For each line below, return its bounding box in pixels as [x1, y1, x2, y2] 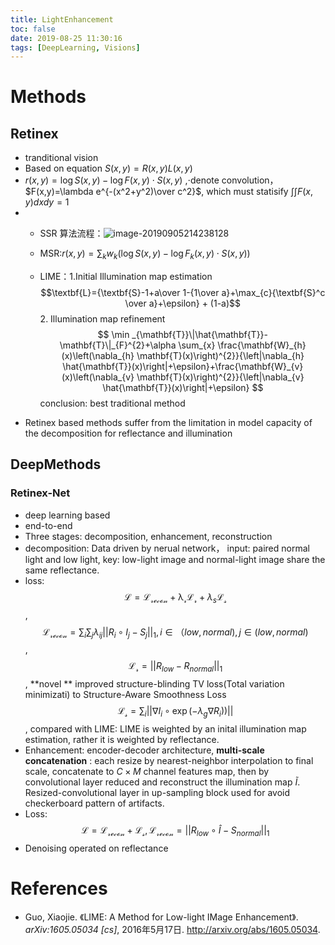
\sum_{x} [178, 339, 216, 351]
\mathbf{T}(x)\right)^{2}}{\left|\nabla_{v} [136, 371, 305, 383]
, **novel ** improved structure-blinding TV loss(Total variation [24, 678, 285, 690]
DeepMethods [10, 456, 102, 473]
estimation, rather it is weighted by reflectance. [24, 733, 220, 745]
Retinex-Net [10, 486, 71, 500]
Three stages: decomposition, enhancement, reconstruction [24, 530, 273, 542]
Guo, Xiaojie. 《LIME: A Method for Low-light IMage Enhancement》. [24, 911, 299, 923]
